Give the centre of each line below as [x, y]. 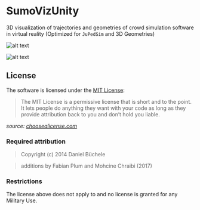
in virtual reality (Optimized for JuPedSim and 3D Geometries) [81, 33]
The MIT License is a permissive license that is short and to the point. [106, 101]
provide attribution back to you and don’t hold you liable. [90, 114]
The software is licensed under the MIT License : [66, 90]
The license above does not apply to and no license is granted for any [92, 194]
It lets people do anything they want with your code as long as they [103, 108]
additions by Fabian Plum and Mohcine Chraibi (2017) [86, 166]
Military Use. [22, 200]
